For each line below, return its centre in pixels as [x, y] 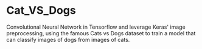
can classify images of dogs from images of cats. [68, 39]
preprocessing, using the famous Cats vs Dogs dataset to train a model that [101, 33]
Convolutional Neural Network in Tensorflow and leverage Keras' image [96, 27]
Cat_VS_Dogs [41, 10]
